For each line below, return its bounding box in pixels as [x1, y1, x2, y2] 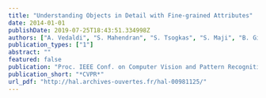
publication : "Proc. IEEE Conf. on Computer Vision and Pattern [8, 63, 225, 71]
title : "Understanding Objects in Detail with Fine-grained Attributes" [8, 11, 253, 20]
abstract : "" [8, 48, 51, 56]
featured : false [8, 56, 62, 64]
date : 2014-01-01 [8, 19, 66, 27]
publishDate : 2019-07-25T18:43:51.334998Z [8, 26, 150, 34]
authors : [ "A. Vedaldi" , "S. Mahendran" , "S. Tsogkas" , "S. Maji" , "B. [8, 33, 249, 42]
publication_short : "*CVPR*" [8, 70, 104, 78]
